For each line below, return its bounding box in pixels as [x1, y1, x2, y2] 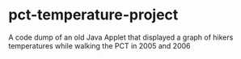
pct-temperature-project [8, 6, 179, 24]
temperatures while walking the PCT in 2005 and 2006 [8, 40, 191, 50]
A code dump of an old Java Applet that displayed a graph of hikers [8, 32, 234, 42]
